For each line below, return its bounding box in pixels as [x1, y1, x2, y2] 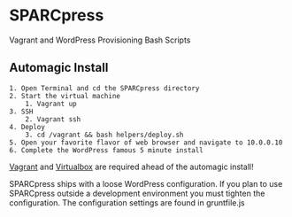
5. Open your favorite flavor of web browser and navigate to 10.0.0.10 [9, 138, 283, 147]
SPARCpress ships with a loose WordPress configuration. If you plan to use [9, 178, 283, 189]
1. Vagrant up [25, 99, 77, 108]
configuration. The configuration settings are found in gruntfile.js [9, 197, 245, 208]
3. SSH [9, 107, 34, 116]
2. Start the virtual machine [9, 91, 121, 100]
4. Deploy [9, 122, 46, 131]
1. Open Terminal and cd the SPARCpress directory [9, 83, 200, 93]
